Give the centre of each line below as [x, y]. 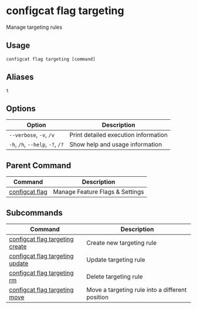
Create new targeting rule [122, 243]
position [98, 297]
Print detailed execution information [119, 135]
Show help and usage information [116, 145]
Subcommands [34, 213]
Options [21, 108]
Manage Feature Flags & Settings [98, 192]
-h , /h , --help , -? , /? [36, 145]
